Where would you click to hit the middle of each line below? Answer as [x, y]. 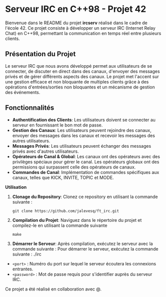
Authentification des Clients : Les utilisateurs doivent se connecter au [84, 120]
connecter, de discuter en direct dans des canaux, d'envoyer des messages [83, 71]
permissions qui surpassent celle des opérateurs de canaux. [74, 167]
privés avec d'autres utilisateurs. [46, 151]
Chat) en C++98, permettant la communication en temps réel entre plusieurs [83, 33]
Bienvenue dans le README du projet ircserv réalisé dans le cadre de [76, 23]
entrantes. [23, 269]
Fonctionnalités [30, 108]
